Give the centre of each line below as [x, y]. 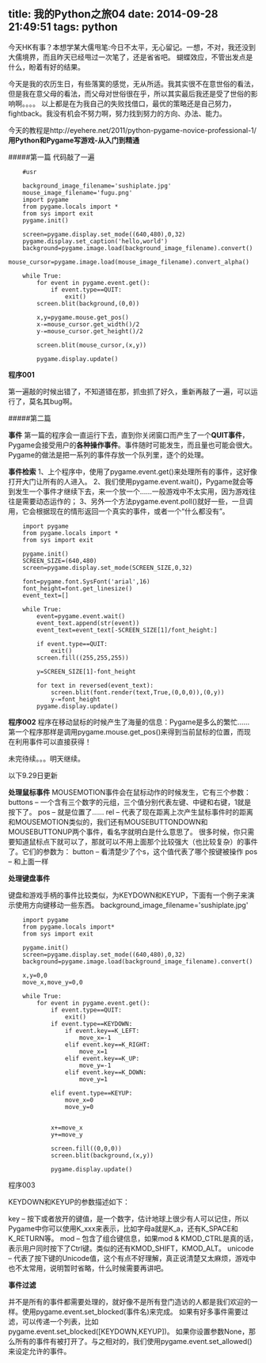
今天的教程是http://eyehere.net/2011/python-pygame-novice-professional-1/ [133, 130]
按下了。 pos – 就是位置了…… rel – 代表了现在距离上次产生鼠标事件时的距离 [131, 812]
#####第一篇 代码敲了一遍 [51, 157]
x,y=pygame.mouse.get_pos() [83, 317]
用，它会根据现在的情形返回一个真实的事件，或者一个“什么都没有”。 [119, 511]
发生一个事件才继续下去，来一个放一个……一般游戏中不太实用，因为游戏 [132, 491]
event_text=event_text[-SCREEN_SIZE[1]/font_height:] [127, 630]
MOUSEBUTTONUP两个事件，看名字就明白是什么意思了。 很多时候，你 [124, 831]
